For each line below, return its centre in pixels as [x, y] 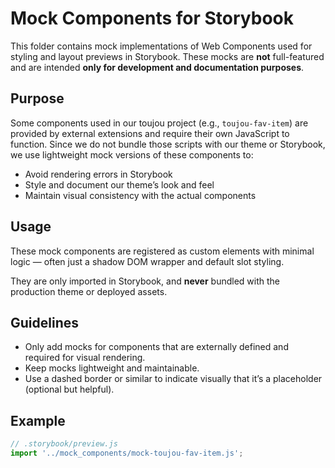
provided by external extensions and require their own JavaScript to [150, 133]
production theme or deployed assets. [89, 291]
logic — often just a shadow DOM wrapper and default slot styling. [147, 261]
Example [38, 420]
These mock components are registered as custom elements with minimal [162, 251]
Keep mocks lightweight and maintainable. [112, 368]
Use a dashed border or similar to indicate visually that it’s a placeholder [173, 379]
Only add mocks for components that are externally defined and [156, 347]
